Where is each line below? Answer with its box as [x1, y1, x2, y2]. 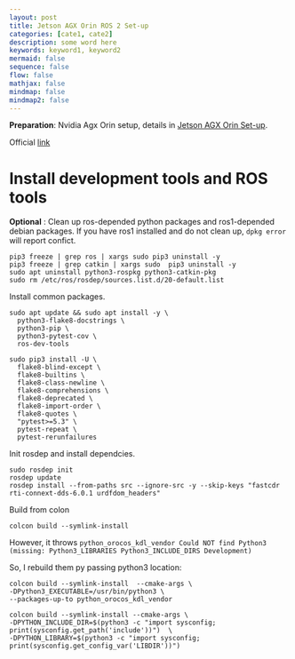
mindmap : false [9, 87, 66, 96]
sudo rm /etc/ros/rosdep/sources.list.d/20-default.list [9, 276, 225, 285]
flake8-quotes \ [17, 409, 77, 418]
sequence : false [9, 63, 69, 72]
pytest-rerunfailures [17, 433, 98, 442]
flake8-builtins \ [17, 370, 86, 380]
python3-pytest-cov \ [17, 332, 98, 341]
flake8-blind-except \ [17, 363, 101, 372]
